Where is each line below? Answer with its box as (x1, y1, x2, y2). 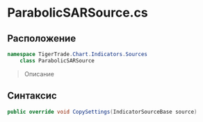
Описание (24, 69, 54, 78)
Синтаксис (7, 90, 57, 102)
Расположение (7, 33, 76, 44)
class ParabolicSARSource (19, 57, 95, 64)
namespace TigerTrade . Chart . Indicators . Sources (7, 51, 148, 58)
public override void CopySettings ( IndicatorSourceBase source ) (7, 108, 197, 115)
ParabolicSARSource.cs (7, 5, 148, 21)
